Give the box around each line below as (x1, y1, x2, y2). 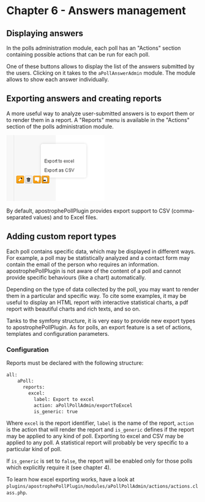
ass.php (6, 490, 26, 496)
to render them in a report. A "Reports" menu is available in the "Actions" (6, 116, 190, 123)
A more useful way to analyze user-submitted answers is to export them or (6, 110, 195, 117)
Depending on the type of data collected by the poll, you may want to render (6, 286, 199, 293)
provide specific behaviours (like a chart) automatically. (6, 273, 146, 281)
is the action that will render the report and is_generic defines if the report (6, 425, 195, 433)
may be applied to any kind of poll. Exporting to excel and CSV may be (6, 432, 184, 439)
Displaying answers (6, 28, 84, 39)
